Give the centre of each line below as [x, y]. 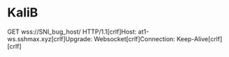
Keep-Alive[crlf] [200, 38]
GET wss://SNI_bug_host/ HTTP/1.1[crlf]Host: [72, 32]
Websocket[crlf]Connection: [135, 38]
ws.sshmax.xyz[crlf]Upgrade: [50, 38]
